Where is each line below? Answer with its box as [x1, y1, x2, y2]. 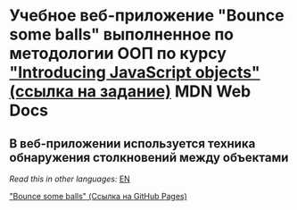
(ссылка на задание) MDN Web [9, 81, 252, 102]
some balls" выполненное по [9, 24, 235, 45]
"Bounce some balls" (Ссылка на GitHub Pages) [9, 191, 187, 201]
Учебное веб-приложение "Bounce [9, 5, 285, 26]
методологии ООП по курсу [9, 44, 227, 63]
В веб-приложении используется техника [9, 136, 256, 151]
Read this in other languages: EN [9, 173, 131, 184]
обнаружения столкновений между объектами [9, 149, 289, 165]
